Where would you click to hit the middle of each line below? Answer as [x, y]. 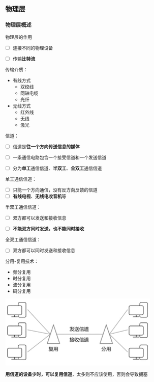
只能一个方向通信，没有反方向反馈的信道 [55, 190]
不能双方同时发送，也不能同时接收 [48, 229]
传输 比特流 [24, 59]
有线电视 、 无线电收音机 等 [39, 196]
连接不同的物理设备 [33, 48]
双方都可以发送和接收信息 [39, 218]
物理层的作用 [19, 37]
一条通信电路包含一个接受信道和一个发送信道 [59, 157]
